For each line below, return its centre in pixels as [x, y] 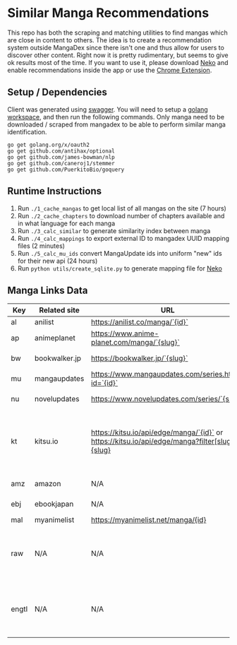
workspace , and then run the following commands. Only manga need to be [116, 117]
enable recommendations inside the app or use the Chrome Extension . [110, 70]
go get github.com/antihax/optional [61, 151]
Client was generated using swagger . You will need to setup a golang [108, 109]
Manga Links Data [48, 290]
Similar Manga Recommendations [108, 13]
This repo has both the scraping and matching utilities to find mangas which [117, 32]
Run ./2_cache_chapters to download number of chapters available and [121, 215]
